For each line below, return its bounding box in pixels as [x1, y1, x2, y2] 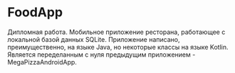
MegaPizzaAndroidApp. [7, 57, 77, 66]
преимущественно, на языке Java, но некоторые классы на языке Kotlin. [7, 43, 229, 51]
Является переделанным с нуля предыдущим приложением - [7, 50, 196, 59]
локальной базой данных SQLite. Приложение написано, [7, 35, 180, 43]
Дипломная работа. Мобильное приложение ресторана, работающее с [7, 28, 226, 36]
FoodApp [7, 4, 63, 21]
